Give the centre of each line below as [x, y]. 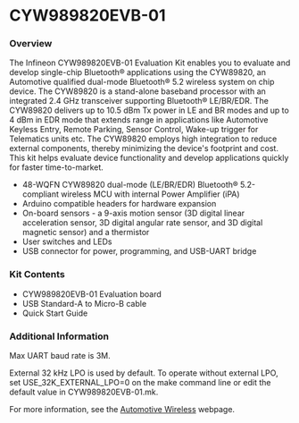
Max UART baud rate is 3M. [60, 356]
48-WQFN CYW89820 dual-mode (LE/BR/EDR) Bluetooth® [130, 185]
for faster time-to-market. [57, 167]
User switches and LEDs [67, 241]
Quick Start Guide [55, 313]
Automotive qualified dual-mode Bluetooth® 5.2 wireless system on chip [142, 82]
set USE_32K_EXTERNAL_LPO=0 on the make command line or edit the [140, 383]
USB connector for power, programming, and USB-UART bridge [139, 251]
